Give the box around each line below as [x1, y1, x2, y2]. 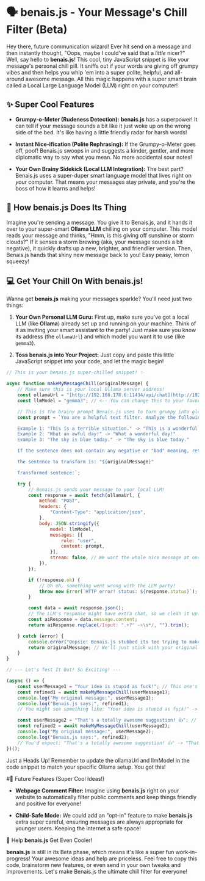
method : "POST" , [38, 498, 81, 504]
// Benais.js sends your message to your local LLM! [28, 487, 165, 493]
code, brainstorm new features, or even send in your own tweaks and [6, 861, 181, 868]
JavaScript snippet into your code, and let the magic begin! [15, 358, 164, 365]
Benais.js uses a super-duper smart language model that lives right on [15, 172, 192, 179]
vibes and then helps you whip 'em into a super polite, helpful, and [6, 68, 174, 76]
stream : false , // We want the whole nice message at [49, 554, 190, 561]
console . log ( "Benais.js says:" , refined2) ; [17, 734, 130, 740]
